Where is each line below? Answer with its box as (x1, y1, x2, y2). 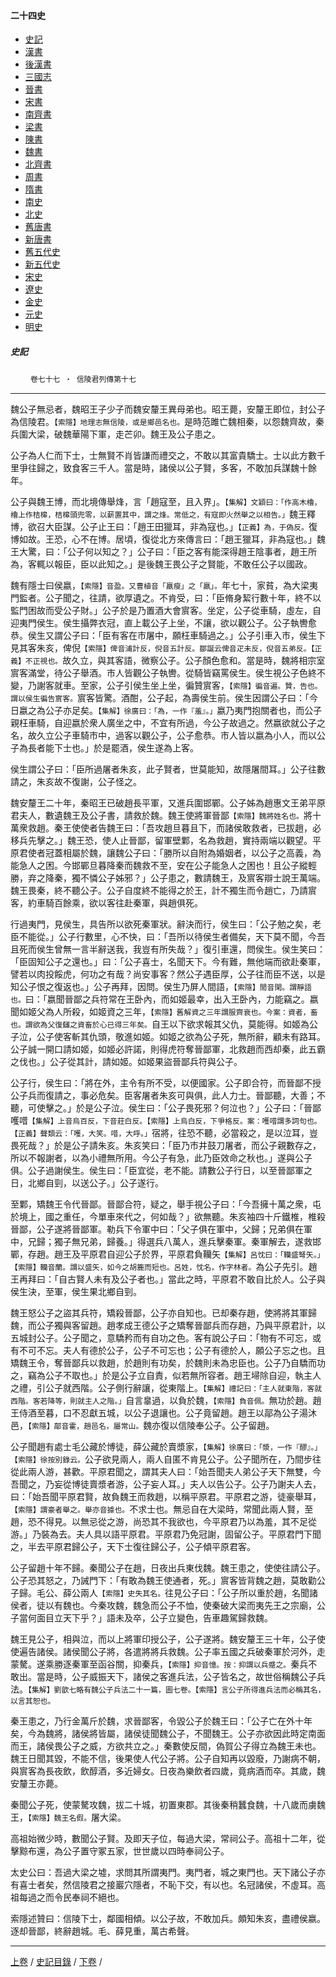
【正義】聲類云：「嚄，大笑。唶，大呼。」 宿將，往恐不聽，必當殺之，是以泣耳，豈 (10, 1127, 318, 1139)
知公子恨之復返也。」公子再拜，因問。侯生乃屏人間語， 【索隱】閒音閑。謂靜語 (10, 981, 312, 993)
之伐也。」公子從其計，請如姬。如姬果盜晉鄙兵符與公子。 (10, 1056, 243, 1068)
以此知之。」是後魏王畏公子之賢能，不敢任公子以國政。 (88, 558, 313, 570)
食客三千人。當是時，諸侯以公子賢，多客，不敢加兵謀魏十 (71, 462, 308, 474)
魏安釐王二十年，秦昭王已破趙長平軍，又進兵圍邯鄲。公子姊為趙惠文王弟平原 (10, 797, 326, 809)
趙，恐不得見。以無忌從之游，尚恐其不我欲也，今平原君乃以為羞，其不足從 (10, 1516, 317, 1528)
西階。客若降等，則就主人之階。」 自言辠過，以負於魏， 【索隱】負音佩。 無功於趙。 (10, 1395, 313, 1407)
